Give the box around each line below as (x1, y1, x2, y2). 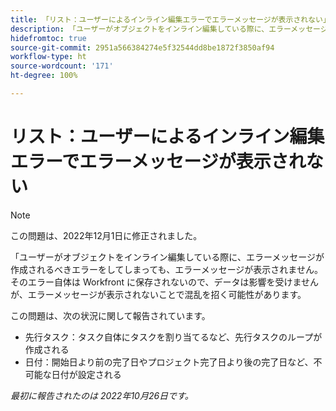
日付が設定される (51, 368, 122, 380)
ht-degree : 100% (10, 71, 78, 81)
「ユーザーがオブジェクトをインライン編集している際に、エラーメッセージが (10, 251, 325, 263)
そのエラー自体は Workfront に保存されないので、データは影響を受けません (10, 276, 320, 288)
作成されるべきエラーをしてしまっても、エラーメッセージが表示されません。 (10, 263, 323, 275)
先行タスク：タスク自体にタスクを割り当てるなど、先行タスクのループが (24, 331, 323, 343)
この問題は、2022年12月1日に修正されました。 (10, 229, 203, 241)
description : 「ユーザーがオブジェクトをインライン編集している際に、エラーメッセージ (10, 24, 328, 34)
